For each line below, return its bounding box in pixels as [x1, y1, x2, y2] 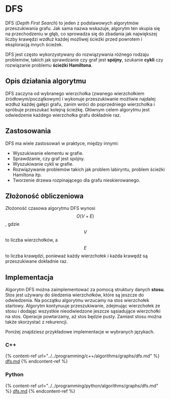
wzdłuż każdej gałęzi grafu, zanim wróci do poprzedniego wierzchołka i [5, 101, 155, 107]
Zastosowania [5, 127, 51, 135]
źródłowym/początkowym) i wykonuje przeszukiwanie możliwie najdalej [5, 96, 156, 102]
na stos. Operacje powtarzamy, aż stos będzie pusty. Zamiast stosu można [5, 314, 162, 320]
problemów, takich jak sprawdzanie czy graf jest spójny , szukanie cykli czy [5, 56, 163, 63]
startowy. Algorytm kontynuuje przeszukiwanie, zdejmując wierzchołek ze [5, 303, 160, 309]
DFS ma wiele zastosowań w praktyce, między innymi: [5, 140, 119, 146]
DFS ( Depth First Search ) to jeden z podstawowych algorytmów [5, 20, 139, 26]
